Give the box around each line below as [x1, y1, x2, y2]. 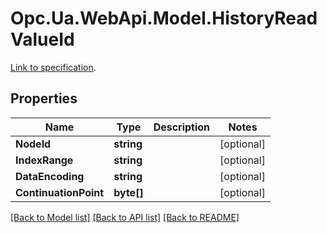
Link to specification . [10, 61, 97, 73]
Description [153, 120, 211, 134]
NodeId [15, 137, 52, 151]
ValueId [10, 28, 75, 51]
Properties [10, 90, 78, 107]
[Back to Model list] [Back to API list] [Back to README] [10, 211, 240, 223]
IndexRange [15, 153, 74, 167]
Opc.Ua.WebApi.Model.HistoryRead [10, 7, 318, 30]
